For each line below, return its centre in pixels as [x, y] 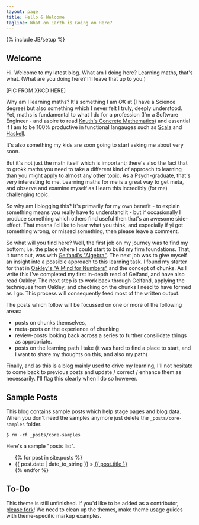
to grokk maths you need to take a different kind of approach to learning [94, 169]
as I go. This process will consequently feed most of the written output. [93, 293]
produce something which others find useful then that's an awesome [90, 219]
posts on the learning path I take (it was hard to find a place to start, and [103, 348]
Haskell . [16, 134]
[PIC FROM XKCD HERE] [36, 90]
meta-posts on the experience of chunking [67, 329]
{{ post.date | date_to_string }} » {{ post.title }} [71, 464]
